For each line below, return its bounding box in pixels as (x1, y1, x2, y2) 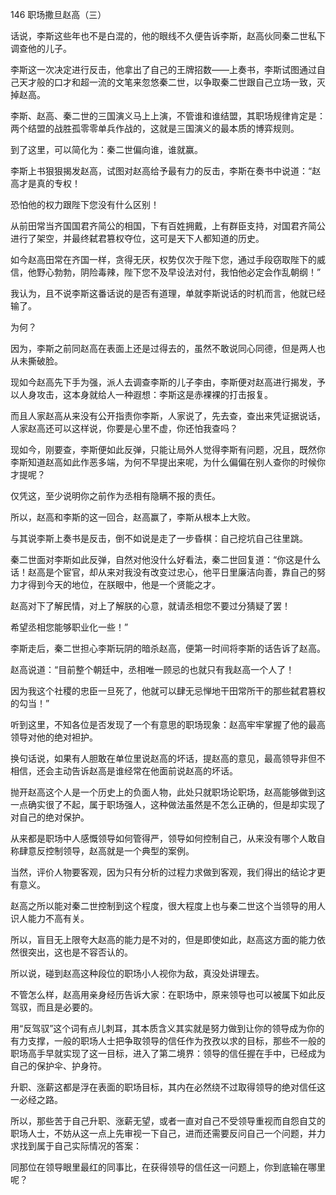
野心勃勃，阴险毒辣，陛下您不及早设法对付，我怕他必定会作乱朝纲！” (36, 266, 322, 278)
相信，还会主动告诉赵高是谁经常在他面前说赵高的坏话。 (10, 765, 238, 777)
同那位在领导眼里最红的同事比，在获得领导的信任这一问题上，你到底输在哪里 (10, 1161, 326, 1173)
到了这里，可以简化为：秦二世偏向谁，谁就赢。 (10, 144, 203, 155)
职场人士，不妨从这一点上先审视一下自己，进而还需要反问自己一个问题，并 (10, 1128, 317, 1139)
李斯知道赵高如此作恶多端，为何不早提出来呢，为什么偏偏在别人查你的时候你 (10, 456, 326, 468)
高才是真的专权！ (10, 178, 81, 189)
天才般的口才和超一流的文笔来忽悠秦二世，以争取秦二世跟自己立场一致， (18, 76, 317, 88)
